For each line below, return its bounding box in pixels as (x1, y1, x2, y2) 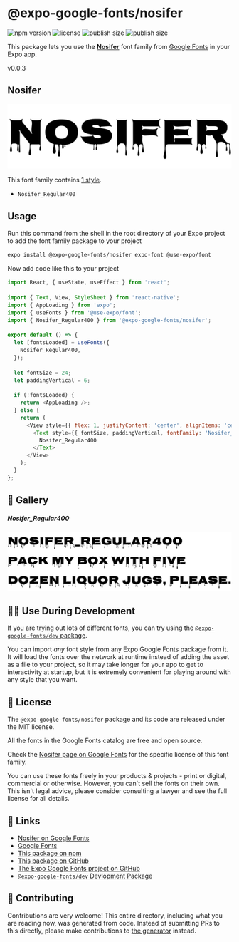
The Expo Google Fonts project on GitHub (17, 864, 140, 872)
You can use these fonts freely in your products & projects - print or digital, (7, 772, 227, 780)
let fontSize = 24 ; (14, 369, 72, 376)
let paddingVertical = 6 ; (14, 376, 91, 384)
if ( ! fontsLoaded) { (14, 392, 75, 399)
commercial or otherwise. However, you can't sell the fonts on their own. (7, 779, 220, 788)
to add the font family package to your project (7, 237, 142, 245)
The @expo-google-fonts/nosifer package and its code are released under (7, 715, 225, 724)
